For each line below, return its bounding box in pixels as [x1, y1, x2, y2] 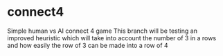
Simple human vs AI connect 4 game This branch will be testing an [7, 27, 197, 35]
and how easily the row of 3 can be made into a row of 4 [7, 41, 168, 49]
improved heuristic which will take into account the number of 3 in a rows [7, 33, 217, 42]
